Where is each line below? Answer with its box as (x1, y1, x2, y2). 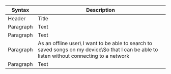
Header (8, 15, 26, 22)
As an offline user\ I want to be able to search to (38, 40, 153, 47)
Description (85, 7, 116, 13)
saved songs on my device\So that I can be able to (38, 46, 158, 53)
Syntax (11, 7, 30, 13)
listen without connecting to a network (38, 53, 130, 59)
